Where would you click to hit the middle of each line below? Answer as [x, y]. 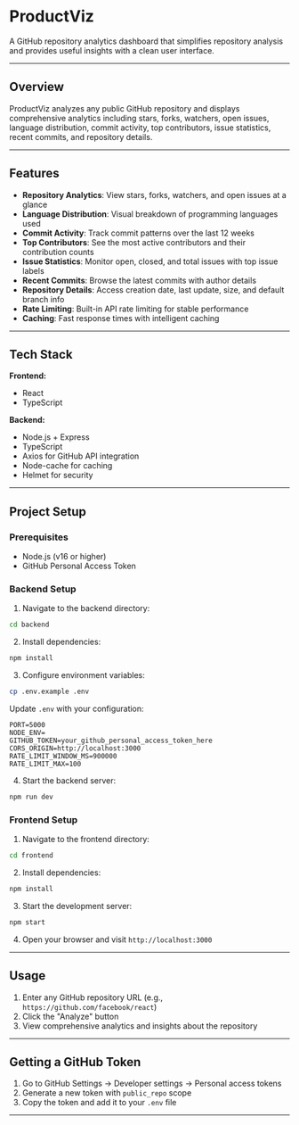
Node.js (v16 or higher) [64, 557]
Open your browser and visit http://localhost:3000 [117, 939]
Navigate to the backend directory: [86, 608]
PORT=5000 [28, 724]
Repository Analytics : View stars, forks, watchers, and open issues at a [154, 194]
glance [35, 204]
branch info [43, 299]
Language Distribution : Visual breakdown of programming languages [150, 214]
